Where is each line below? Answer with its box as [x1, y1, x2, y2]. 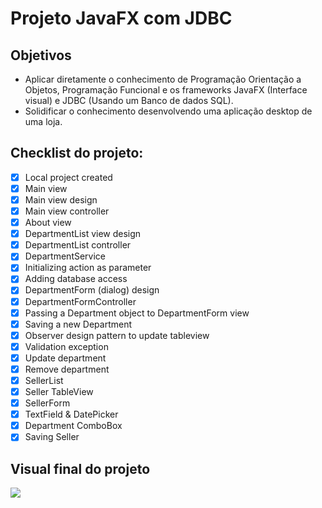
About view [24, 217, 72, 229]
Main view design [24, 193, 98, 206]
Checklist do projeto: [10, 145, 144, 162]
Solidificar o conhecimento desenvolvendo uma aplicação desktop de [24, 105, 313, 117]
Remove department [24, 363, 110, 375]
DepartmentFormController [24, 295, 137, 307]
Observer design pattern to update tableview [24, 329, 210, 341]
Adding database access [24, 273, 128, 285]
